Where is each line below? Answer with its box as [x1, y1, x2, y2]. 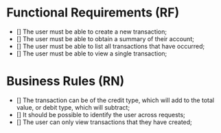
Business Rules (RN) [6, 73, 125, 89]
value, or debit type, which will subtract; [16, 103, 130, 111]
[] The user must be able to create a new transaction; [16, 27, 167, 36]
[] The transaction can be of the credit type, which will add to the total [16, 96, 214, 104]
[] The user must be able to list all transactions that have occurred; [16, 42, 205, 50]
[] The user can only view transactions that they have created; [16, 118, 193, 126]
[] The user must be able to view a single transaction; [16, 49, 167, 58]
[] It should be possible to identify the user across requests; [16, 110, 186, 119]
